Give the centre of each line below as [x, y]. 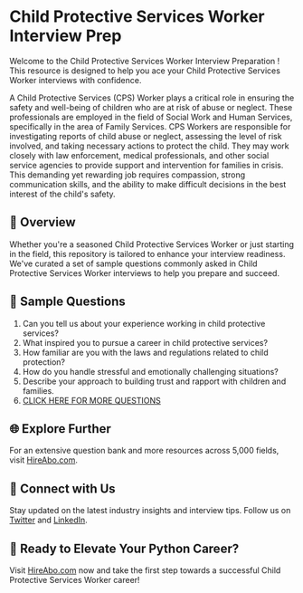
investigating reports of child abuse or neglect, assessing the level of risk [146, 136]
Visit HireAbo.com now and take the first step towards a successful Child [145, 570]
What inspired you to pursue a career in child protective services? [145, 342]
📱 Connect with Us [62, 488]
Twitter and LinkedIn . [48, 520]
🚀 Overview [43, 222]
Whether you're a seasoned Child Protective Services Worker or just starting [152, 244]
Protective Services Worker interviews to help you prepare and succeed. [145, 273]
